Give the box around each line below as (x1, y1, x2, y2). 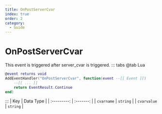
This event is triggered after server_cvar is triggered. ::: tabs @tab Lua (5, 62, 146, 68)
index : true (5, 12, 29, 16)
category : (5, 20, 25, 26)
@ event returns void (5, 71, 47, 77)
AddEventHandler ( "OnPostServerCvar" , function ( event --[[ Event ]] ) (5, 76, 146, 81)
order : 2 (5, 16, 23, 21)
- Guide (9, 25, 25, 30)
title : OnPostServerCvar (5, 7, 55, 12)
